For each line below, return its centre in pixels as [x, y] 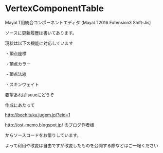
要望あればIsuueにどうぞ [30, 95]
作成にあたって [20, 105]
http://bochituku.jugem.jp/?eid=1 [38, 115]
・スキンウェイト [22, 84]
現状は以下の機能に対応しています [39, 43]
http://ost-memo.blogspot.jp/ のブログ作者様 [50, 125]
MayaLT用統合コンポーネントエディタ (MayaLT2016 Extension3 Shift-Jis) [78, 22]
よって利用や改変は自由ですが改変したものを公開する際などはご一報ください [81, 145]
